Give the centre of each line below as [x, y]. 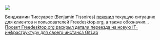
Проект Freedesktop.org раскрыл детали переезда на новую [68, 27]
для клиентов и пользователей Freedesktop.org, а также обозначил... [77, 22]
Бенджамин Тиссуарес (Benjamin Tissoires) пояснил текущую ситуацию [80, 17]
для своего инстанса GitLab [69, 32]
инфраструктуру [22, 32]
